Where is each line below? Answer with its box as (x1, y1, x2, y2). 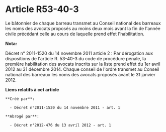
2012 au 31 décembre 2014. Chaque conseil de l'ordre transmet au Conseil (5, 66, 159, 72)
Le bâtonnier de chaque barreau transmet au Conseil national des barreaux (5, 20, 161, 26)
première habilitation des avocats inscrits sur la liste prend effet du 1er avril (5, 61, 160, 67)
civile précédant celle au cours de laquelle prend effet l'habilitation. (5, 31, 144, 37)
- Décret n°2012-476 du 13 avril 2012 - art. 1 (10, 122, 112, 127)
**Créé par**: (5, 96, 35, 101)
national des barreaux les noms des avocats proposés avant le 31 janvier (5, 71, 156, 77)
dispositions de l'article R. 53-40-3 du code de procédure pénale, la (5, 55, 146, 61)
